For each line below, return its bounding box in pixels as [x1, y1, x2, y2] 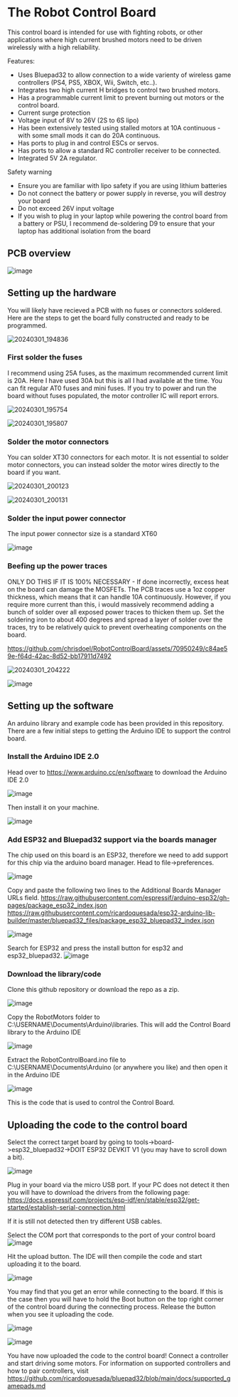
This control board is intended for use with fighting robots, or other [7, 28, 203, 36]
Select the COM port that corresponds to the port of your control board [7, 1231, 215, 1240]
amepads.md [7, 1382, 46, 1391]
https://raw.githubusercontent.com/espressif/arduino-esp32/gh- [40, 894, 230, 902]
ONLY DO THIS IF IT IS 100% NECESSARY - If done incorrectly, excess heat [7, 577, 229, 586]
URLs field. [7, 894, 40, 902]
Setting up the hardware [7, 287, 117, 299]
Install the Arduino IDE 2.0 [7, 752, 99, 762]
